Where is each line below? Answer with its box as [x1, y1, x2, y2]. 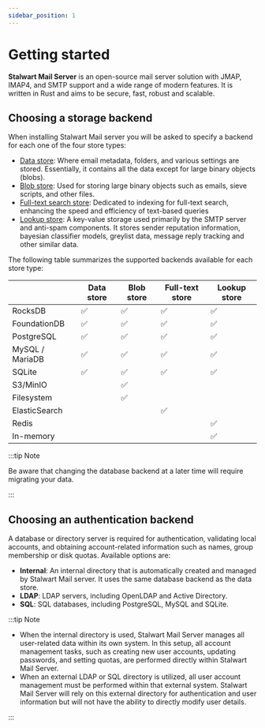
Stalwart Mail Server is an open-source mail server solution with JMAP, [8, 72, 242, 81]
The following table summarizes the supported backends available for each [8, 255, 253, 265]
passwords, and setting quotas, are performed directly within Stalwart [19, 655, 247, 665]
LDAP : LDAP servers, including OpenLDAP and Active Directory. [19, 591, 228, 601]
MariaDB [12, 354, 45, 365]
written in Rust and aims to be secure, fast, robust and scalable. [8, 88, 215, 98]
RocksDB [12, 306, 47, 317]
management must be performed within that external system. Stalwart [19, 681, 248, 690]
